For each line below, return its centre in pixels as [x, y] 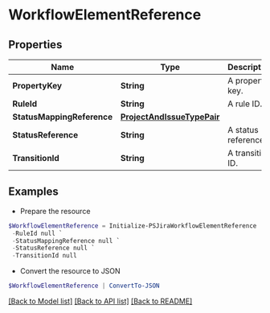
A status [243, 130]
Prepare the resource [55, 211]
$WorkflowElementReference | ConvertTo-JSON [84, 286]
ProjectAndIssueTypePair [170, 117]
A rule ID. [245, 104]
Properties [35, 45]
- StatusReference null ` [53, 248]
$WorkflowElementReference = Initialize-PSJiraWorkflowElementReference [133, 226]
